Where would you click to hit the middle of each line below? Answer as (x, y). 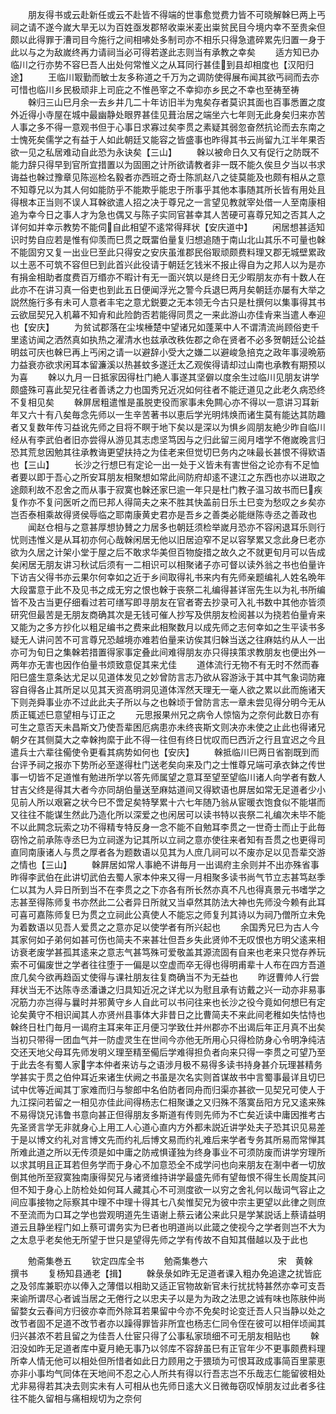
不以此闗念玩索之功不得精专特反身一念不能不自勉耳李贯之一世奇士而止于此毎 (168, 827)
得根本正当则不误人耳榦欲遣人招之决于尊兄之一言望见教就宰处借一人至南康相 (168, 202)
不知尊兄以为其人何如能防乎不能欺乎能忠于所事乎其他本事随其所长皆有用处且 (168, 189)
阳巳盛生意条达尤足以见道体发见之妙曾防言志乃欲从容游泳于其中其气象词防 (163, 677)
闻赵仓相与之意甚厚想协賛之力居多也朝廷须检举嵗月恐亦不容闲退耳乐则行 (176, 527)
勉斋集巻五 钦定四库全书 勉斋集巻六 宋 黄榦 (170, 1261)
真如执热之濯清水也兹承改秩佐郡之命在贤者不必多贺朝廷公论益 (198, 339)
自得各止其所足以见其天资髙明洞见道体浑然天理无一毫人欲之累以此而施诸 (167, 689)
